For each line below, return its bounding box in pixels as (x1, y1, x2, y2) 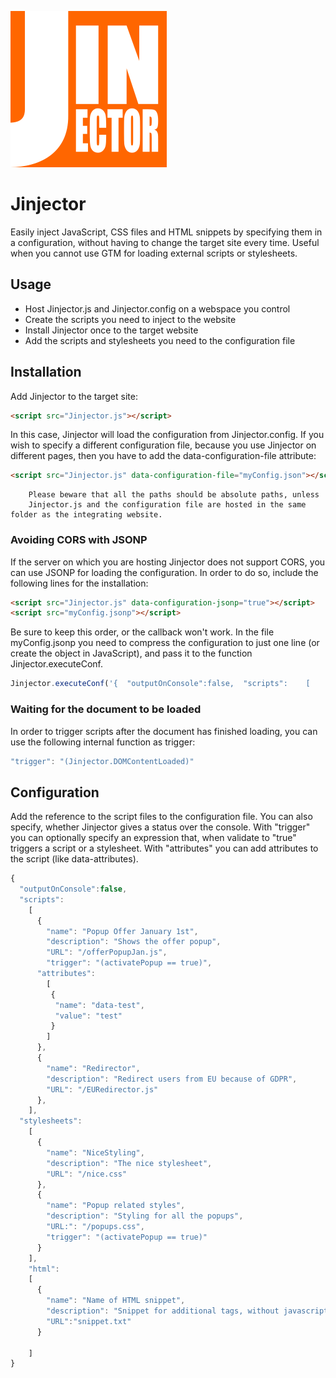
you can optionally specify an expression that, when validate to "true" (10, 832, 297, 844)
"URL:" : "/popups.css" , (46, 1222, 145, 1232)
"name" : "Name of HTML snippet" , (46, 1296, 186, 1306)
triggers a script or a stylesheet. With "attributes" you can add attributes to (10, 842, 319, 855)
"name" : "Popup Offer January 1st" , (46, 926, 199, 936)
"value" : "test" (54, 1011, 123, 1021)
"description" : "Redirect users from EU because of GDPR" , (46, 1074, 298, 1084)
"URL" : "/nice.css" (46, 1169, 128, 1179)
